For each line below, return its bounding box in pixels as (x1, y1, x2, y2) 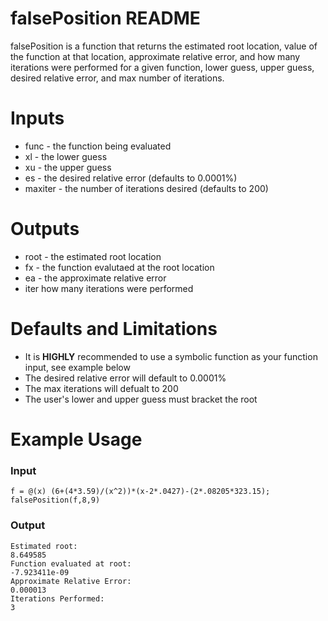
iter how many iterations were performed (24, 282, 194, 294)
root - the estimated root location (24, 250, 162, 262)
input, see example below (24, 361, 131, 373)
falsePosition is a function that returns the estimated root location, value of (10, 40, 318, 52)
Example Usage (10, 428, 143, 451)
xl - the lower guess (24, 150, 108, 162)
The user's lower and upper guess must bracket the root (24, 393, 258, 405)
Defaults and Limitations (10, 318, 218, 340)
